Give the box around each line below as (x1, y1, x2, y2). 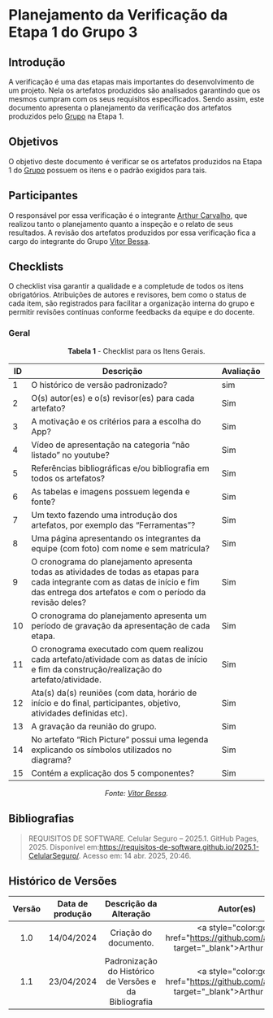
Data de (57, 898, 89, 910)
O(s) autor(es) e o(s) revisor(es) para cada (31, 392, 195, 403)
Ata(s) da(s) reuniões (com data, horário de (31, 687, 197, 698)
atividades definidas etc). (31, 707, 128, 719)
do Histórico (107, 966, 154, 977)
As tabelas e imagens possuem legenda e (31, 485, 190, 497)
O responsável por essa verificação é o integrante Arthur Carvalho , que (8, 210, 248, 220)
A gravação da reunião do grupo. (31, 720, 157, 732)
